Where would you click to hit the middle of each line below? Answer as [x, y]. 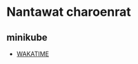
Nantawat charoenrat [69, 12]
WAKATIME [33, 54]
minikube [27, 38]
